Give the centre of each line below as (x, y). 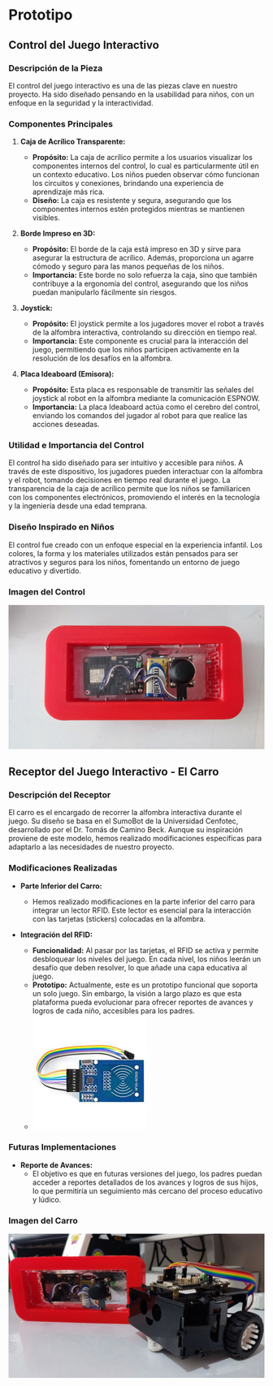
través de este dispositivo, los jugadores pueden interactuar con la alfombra (136, 472)
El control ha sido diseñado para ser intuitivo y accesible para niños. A (126, 463)
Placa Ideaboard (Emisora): (67, 374)
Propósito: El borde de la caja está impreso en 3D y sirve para (136, 249)
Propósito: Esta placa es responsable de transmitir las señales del (143, 390)
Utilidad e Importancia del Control (76, 446)
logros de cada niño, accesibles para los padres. (113, 1010)
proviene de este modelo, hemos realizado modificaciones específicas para (135, 839)
